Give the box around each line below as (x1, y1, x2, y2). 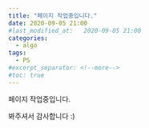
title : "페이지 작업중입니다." (8, 11, 98, 20)
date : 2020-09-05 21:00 (8, 19, 88, 27)
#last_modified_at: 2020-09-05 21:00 (8, 26, 142, 34)
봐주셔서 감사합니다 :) (8, 111, 75, 121)
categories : (8, 34, 48, 42)
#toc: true (8, 71, 45, 79)
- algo (15, 42, 38, 50)
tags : (8, 49, 26, 57)
